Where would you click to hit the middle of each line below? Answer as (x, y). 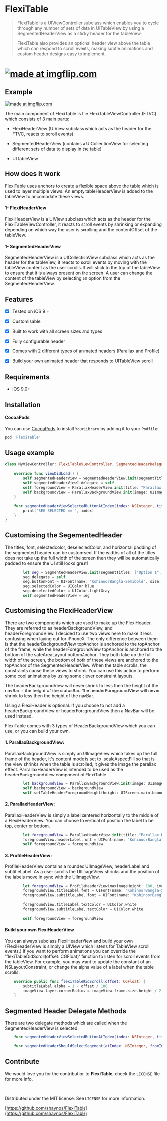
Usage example (30, 453)
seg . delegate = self (44, 577)
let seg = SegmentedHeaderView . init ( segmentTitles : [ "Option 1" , (92, 572)
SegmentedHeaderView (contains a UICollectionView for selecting (80, 143)
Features (19, 299)
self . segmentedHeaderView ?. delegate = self (69, 483)
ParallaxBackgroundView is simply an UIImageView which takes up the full (81, 753)
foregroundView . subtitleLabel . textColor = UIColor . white (83, 909)
